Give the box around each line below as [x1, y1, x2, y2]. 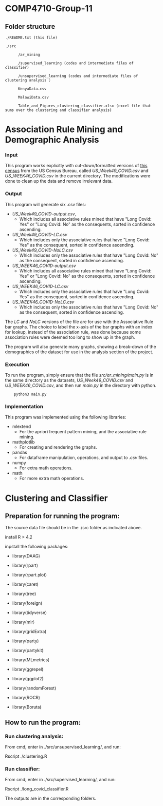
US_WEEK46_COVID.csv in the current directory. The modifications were [5, 173, 151, 179]
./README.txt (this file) [5, 35, 57, 40]
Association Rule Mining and [5, 124, 123, 135]
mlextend [12, 423, 31, 429]
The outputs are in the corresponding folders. [5, 795, 96, 802]
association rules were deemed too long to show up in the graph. [5, 334, 135, 340]
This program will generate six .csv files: [5, 201, 86, 207]
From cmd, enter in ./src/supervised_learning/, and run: [5, 777, 116, 783]
